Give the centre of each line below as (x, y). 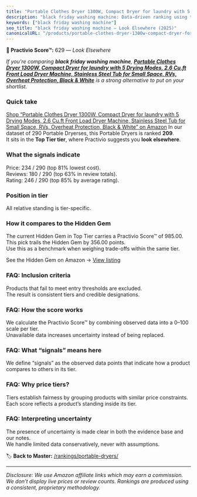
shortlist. (17, 86)
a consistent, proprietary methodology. (53, 487)
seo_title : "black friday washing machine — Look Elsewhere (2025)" (91, 28)
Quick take (22, 102)
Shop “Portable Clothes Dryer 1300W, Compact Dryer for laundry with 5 (93, 115)
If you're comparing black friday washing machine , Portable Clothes (91, 62)
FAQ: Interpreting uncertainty (49, 419)
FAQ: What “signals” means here (54, 350)
